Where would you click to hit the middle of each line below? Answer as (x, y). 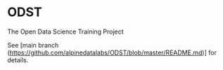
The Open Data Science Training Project (66, 31)
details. (18, 59)
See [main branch (33, 45)
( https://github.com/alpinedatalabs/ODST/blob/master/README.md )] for (112, 52)
